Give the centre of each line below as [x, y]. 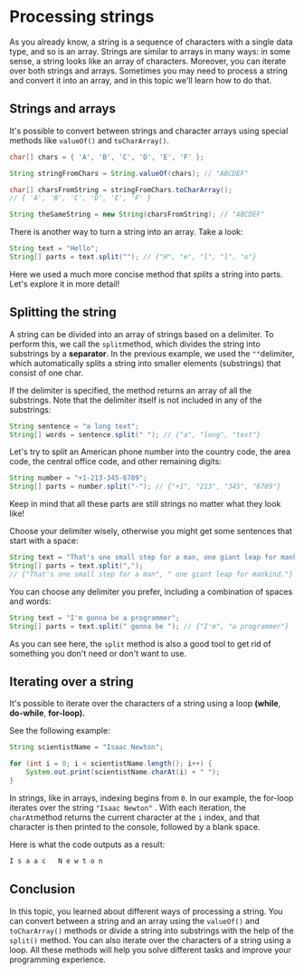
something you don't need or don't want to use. [98, 653]
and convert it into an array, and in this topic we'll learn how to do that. [141, 80]
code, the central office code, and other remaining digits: [115, 462]
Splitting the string [63, 312]
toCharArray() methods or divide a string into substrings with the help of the [152, 930]
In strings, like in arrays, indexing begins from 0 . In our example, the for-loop [152, 798]
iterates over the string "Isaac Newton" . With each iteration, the [128, 807]
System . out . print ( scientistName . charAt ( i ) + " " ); [123, 773]
